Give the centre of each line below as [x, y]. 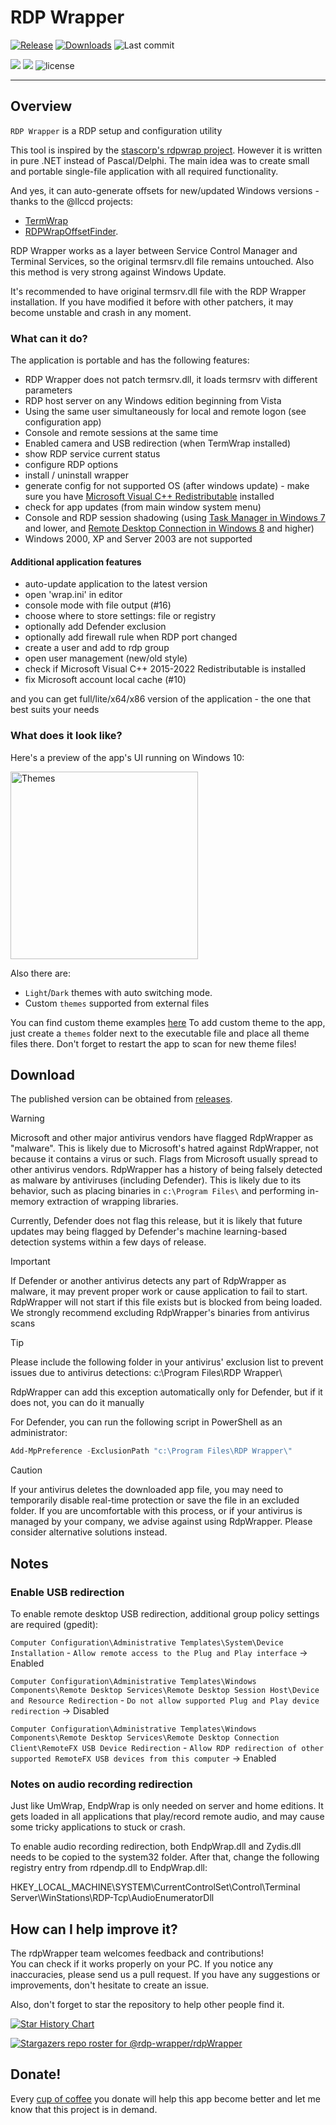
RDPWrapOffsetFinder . [71, 231]
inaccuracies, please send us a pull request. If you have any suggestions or [165, 1975]
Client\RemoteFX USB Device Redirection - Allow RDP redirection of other [167, 1747]
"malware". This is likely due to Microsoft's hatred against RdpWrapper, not [164, 1148]
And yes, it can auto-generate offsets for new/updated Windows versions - [165, 190]
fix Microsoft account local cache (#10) [105, 680]
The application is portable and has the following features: [130, 360]
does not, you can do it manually [77, 1403]
